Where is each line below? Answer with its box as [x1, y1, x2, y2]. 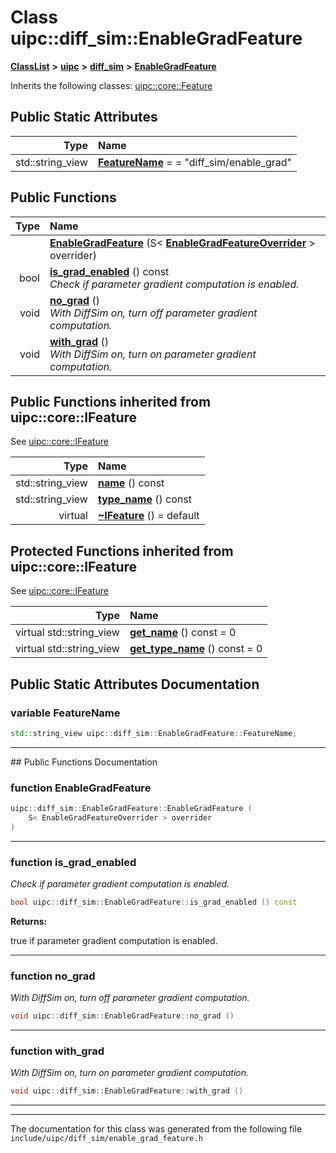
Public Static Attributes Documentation [10, 676, 260, 693]
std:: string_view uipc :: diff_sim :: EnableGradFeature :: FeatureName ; [10, 728, 298, 738]
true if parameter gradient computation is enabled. [10, 934, 218, 946]
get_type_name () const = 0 [129, 642, 263, 656]
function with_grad [10, 1044, 105, 1058]
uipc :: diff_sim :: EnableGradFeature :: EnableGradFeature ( [10, 804, 253, 814]
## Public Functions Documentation [10, 756, 158, 768]
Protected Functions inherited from [10, 542, 234, 560]
